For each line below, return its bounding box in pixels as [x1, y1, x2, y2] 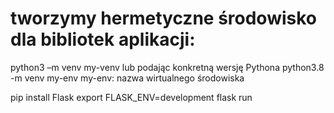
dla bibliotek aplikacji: [10, 28, 196, 51]
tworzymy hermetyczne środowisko [10, 7, 317, 30]
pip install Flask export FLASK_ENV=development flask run [10, 91, 253, 103]
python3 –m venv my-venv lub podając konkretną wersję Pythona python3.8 [10, 61, 325, 73]
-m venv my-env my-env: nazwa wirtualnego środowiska [10, 72, 245, 84]
